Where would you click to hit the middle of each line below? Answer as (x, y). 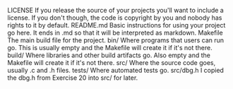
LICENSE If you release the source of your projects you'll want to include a (115, 10)
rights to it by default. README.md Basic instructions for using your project (116, 25)
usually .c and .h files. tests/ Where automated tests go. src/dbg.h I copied (116, 70)
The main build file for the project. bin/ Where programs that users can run (116, 40)
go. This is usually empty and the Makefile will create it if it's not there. (110, 48)
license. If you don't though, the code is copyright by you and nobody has (115, 18)
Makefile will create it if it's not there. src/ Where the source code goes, (112, 63)
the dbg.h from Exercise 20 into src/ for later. (73, 78)
